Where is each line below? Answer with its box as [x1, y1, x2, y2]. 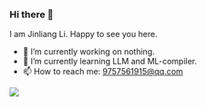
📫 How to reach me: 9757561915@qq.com [22, 66, 184, 77]
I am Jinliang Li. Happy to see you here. [9, 29, 158, 40]
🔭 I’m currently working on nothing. [22, 46, 155, 57]
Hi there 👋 [9, 8, 55, 21]
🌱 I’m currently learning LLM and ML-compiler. [22, 56, 198, 67]
